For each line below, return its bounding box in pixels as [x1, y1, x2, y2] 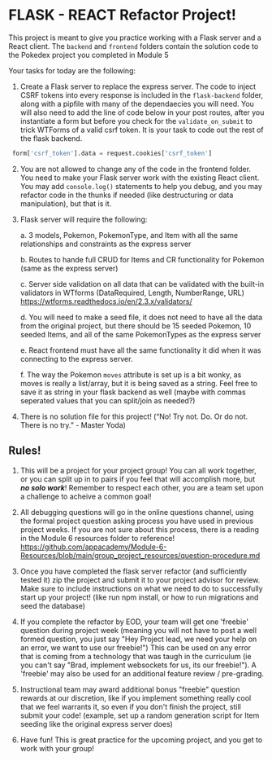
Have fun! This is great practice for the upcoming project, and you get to [19, 735, 263, 745]
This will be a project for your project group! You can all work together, [19, 465, 257, 475]
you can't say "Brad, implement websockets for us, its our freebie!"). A [19, 660, 257, 670]
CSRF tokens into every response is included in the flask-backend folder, [19, 90, 264, 99]
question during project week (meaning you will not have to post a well [19, 625, 257, 635]
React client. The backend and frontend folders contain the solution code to [8, 41, 259, 51]
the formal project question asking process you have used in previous [19, 516, 254, 526]
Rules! [8, 444, 41, 458]
